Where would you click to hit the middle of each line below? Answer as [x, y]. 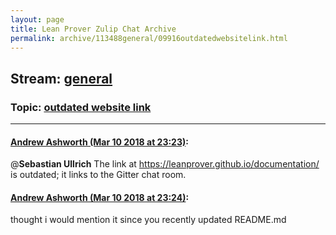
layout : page [37, 19]
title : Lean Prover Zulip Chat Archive [93, 29]
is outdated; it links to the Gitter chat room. [98, 175]
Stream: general [61, 78]
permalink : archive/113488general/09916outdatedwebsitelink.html [149, 38]
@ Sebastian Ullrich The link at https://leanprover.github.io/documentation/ [165, 164]
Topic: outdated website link [81, 107]
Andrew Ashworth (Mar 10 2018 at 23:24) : [100, 197]
